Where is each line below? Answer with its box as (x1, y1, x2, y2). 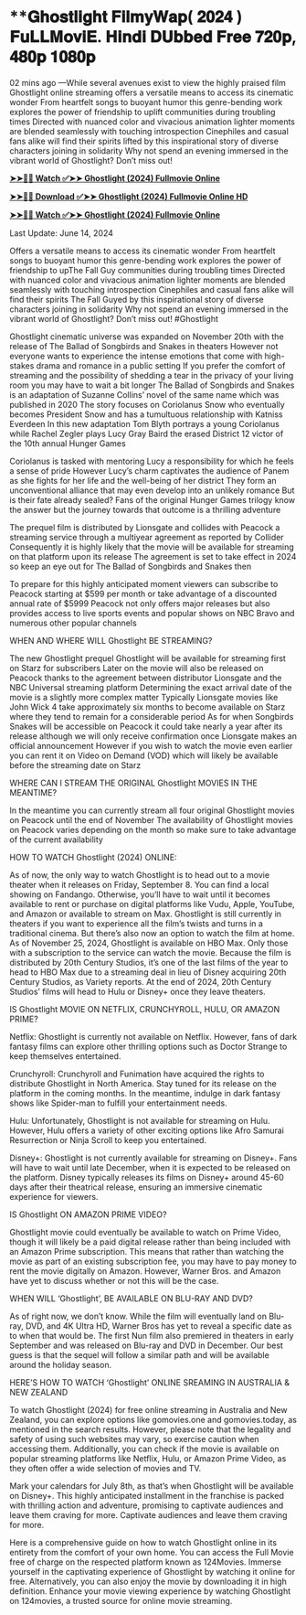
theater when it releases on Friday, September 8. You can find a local (9, 879, 269, 890)
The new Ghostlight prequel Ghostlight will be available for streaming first (9, 652, 286, 664)
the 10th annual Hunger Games (9, 437, 126, 449)
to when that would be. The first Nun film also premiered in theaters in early (9, 1330, 294, 1341)
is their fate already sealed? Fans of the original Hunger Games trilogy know (9, 494, 295, 505)
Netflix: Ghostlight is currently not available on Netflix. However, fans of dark (9, 1031, 298, 1042)
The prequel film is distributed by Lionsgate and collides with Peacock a (9, 521, 280, 532)
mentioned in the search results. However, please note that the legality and (9, 1424, 291, 1435)
